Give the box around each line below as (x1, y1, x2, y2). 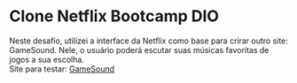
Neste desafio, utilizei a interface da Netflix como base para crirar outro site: (9, 35, 288, 46)
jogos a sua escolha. (9, 54, 84, 64)
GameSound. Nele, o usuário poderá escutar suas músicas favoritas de (9, 44, 270, 55)
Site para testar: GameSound (9, 64, 115, 74)
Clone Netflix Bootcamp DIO (9, 6, 220, 26)
